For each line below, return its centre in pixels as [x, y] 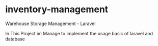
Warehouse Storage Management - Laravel [50, 24]
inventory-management [57, 9]
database [15, 39]
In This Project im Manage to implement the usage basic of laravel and [79, 33]
